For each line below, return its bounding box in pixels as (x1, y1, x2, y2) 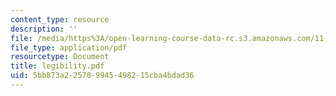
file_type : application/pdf (10, 42, 128, 53)
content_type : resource (10, 14, 110, 25)
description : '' (10, 24, 78, 34)
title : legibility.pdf (10, 61, 105, 71)
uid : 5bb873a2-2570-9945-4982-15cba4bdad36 (10, 71, 195, 81)
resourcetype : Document (10, 52, 110, 62)
